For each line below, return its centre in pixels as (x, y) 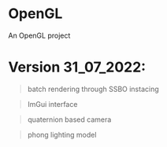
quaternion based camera (69, 119)
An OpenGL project (39, 35)
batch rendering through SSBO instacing (93, 89)
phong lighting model (62, 134)
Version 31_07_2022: (77, 67)
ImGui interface (52, 104)
